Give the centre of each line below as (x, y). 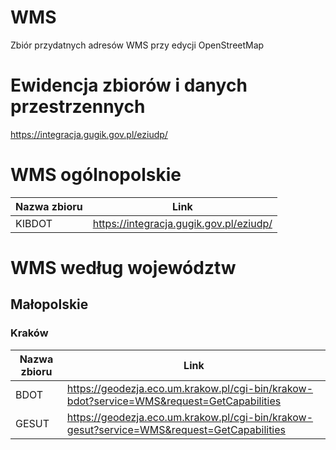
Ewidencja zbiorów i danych (129, 85)
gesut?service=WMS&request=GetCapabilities (176, 429)
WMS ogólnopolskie (96, 175)
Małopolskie (49, 304)
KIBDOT (34, 223)
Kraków (29, 333)
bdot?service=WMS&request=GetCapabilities (174, 401)
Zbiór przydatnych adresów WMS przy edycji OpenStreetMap (137, 45)
